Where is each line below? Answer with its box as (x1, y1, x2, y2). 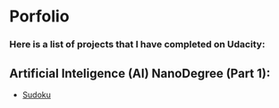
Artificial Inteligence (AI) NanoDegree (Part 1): (9, 65, 271, 81)
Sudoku (21, 89, 51, 100)
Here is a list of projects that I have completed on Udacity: (9, 38, 266, 51)
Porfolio (9, 6, 70, 27)
